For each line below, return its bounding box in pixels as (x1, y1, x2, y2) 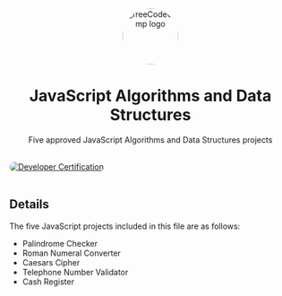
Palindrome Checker (21, 238, 98, 248)
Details (9, 196, 49, 213)
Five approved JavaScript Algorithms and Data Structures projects (28, 134, 273, 145)
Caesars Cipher (21, 257, 81, 267)
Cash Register (21, 276, 74, 287)
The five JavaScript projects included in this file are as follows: (9, 221, 241, 231)
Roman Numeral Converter (21, 248, 121, 258)
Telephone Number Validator (21, 266, 129, 277)
